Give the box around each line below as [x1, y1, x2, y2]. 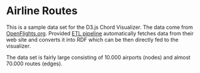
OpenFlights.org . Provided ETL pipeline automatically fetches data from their [6, 29, 194, 36]
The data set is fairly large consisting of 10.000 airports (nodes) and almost [6, 54, 190, 61]
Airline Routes [6, 4, 78, 18]
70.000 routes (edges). [6, 60, 62, 67]
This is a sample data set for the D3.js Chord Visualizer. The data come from [6, 24, 193, 31]
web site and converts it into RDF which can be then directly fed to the [6, 36, 179, 43]
